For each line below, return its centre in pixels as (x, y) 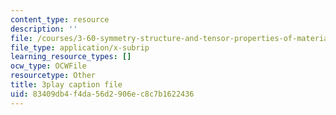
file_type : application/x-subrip (80, 47)
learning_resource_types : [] (71, 57)
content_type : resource (60, 19)
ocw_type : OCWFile (48, 66)
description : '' (44, 29)
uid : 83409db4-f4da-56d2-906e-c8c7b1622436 (102, 94)
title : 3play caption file (66, 85)
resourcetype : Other (53, 76)
